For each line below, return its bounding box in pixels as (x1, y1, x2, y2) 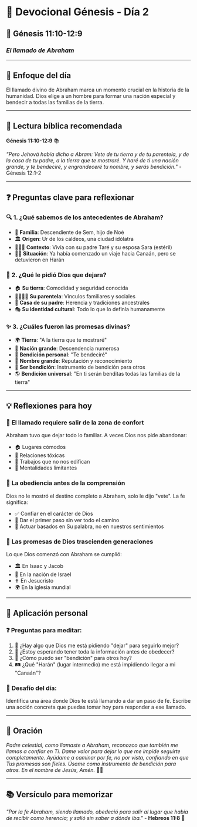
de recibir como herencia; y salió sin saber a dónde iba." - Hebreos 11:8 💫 (6, 814, 185, 821)
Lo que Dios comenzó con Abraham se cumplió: (6, 551, 122, 558)
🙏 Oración (6, 726, 43, 736)
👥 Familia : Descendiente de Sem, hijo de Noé (14, 229, 124, 236)
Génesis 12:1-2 (6, 169, 42, 176)
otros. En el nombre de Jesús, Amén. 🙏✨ (6, 766, 104, 773)
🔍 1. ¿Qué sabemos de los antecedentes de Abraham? (6, 213, 164, 222)
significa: (6, 498, 28, 506)
